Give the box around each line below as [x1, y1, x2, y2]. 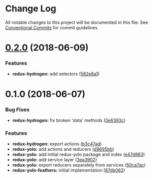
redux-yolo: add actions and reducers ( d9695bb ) [12, 146, 115, 152]
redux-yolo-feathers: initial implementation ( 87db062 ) [12, 167, 126, 174]
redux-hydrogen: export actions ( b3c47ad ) [12, 141, 102, 147]
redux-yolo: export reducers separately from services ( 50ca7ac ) [12, 162, 146, 168]
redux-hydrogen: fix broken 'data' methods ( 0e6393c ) [12, 117, 126, 123]
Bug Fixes [5, 106, 30, 113]
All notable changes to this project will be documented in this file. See [5, 19, 149, 25]
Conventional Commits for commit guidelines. [5, 24, 99, 30]
